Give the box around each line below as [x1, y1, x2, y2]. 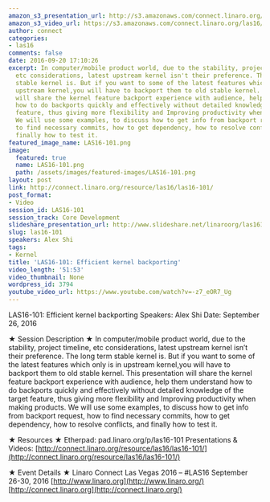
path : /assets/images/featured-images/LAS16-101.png [15, 169, 196, 177]
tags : [8, 243, 27, 251]
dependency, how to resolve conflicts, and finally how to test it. [8, 419, 218, 429]
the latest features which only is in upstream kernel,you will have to [8, 360, 231, 369]
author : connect [8, 27, 63, 35]
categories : [8, 34, 48, 43]
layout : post [8, 176, 52, 185]
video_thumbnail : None [8, 273, 84, 281]
